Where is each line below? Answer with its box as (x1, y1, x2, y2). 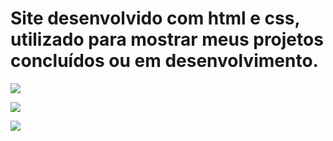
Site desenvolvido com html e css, (10, 7, 300, 30)
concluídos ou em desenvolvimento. (10, 50, 319, 72)
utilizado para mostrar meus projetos (10, 28, 324, 51)
